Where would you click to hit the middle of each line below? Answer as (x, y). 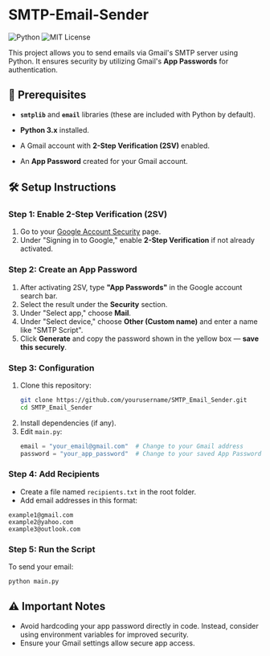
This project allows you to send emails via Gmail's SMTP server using (123, 52)
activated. (37, 249)
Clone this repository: (55, 385)
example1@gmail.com (41, 515)
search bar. (39, 296)
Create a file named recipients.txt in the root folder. (108, 491)
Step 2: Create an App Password (73, 269)
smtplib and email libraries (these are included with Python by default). (137, 114)
